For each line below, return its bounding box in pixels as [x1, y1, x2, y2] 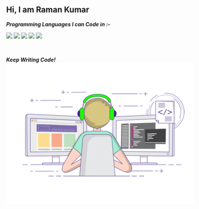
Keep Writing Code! [6, 56, 56, 63]
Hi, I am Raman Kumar [6, 5, 89, 15]
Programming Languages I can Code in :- [6, 20, 111, 27]
